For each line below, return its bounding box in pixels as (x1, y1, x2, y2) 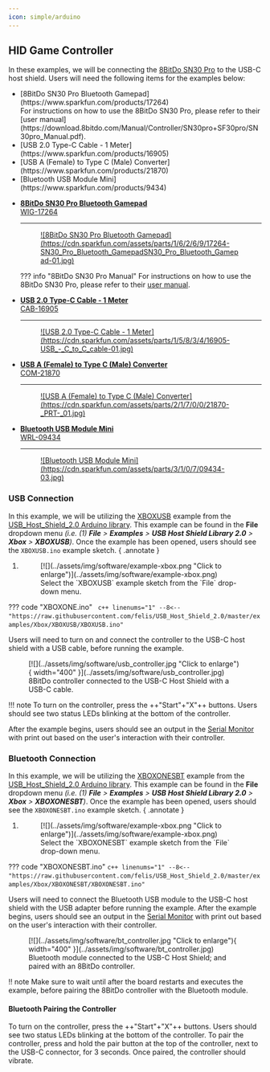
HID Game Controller (8, 44, 114, 58)
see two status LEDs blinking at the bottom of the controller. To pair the (8, 1030, 244, 1040)
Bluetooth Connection (8, 752, 96, 763)
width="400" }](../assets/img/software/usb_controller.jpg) (33, 667, 225, 677)
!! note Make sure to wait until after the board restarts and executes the (8, 977, 243, 987)
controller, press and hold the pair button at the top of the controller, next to (8, 1039, 259, 1049)
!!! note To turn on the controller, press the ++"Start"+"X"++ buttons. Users (8, 700, 258, 710)
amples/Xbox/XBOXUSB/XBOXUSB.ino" (8, 620, 125, 628)
